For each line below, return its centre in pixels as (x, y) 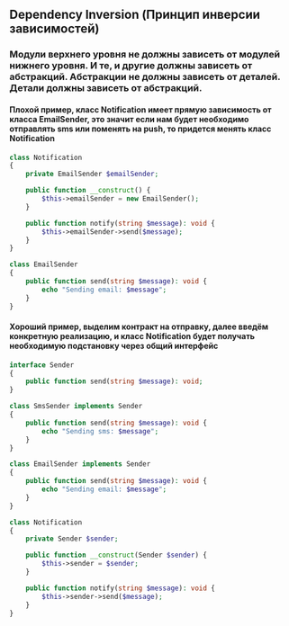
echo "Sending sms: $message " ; (100, 431)
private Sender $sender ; (72, 539)
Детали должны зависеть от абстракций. (106, 88)
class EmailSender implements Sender (80, 464)
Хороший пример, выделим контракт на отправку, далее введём (139, 326)
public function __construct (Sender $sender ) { (116, 555)
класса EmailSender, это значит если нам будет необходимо (129, 119)
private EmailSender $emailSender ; (92, 174)
